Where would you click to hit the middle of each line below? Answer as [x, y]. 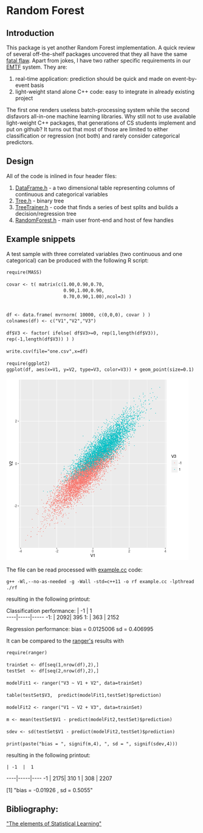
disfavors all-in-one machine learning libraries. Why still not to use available [101, 116]
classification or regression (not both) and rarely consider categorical [93, 136]
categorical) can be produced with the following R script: [77, 260]
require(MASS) [24, 272]
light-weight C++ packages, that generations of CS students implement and [101, 123]
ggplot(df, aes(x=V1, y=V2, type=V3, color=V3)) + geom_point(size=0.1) [100, 369]
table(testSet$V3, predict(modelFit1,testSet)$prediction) [84, 695]
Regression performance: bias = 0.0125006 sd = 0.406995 [80, 629]
